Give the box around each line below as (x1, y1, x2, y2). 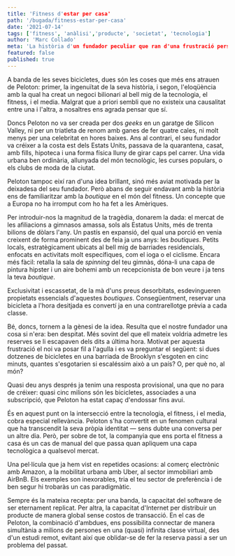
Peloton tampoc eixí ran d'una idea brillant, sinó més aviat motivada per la (7, 177, 220, 185)
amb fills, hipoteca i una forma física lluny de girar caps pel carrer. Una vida (7, 148, 225, 157)
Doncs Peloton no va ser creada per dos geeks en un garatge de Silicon (7, 119, 215, 127)
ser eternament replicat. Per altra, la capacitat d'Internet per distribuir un (7, 503, 217, 512)
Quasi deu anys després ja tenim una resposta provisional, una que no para (7, 380, 225, 389)
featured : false (7, 50, 55, 57)
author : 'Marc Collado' (7, 37, 77, 44)
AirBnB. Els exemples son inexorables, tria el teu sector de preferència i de (7, 475, 222, 483)
